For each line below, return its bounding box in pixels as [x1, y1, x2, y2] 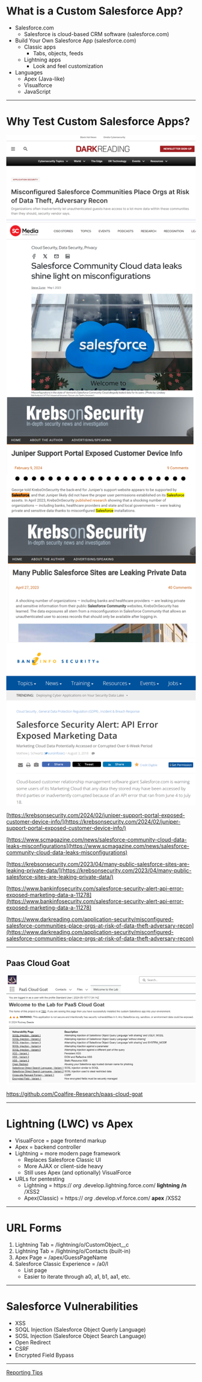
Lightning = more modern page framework [14, 1149, 121, 1157]
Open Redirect [14, 1339, 51, 1346]
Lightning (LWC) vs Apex [6, 1117, 133, 1131]
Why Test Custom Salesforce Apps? [6, 115, 191, 129]
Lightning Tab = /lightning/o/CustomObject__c [14, 1241, 129, 1248]
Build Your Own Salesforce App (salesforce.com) [14, 37, 136, 44]
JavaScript [23, 88, 51, 95]
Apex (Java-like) [23, 75, 65, 82]
